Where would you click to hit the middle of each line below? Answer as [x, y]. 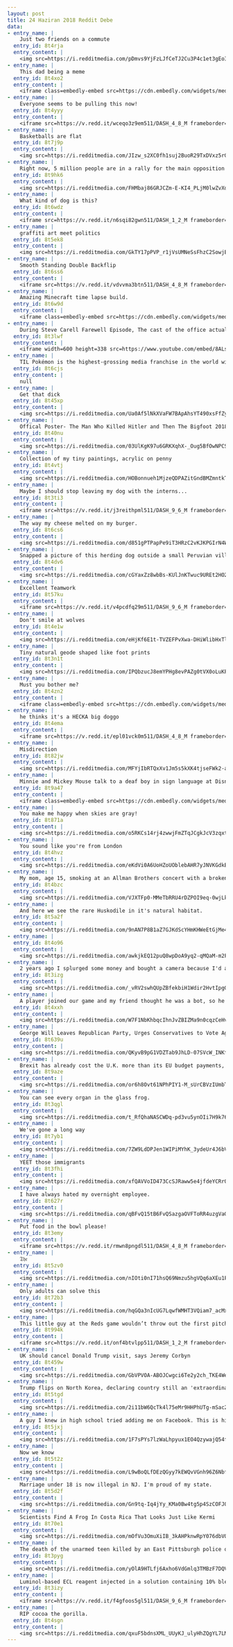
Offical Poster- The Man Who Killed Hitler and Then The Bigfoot [116, 426]
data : [15, 26]
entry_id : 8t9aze [38, 1072]
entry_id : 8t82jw [38, 756]
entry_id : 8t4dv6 [38, 562]
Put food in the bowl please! [63, 1227]
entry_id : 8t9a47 [38, 788]
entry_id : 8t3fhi [38, 1169]
